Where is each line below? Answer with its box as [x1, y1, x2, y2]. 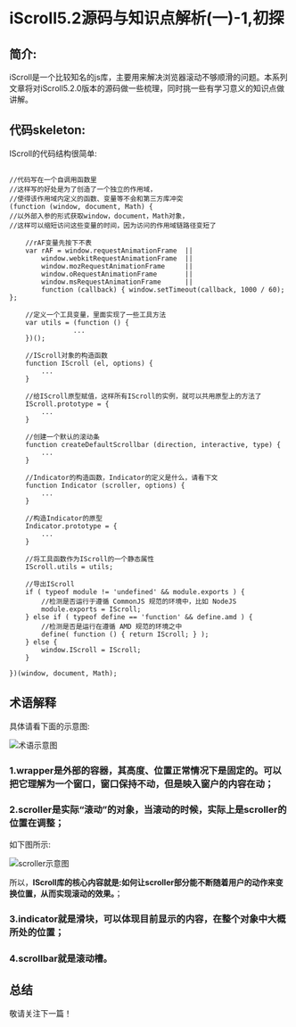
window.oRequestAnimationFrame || [41, 269, 193, 278]
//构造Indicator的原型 [25, 514, 103, 523]
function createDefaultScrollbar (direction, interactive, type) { [25, 440, 281, 449]
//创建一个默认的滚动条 [25, 432, 100, 442]
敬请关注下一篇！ [9, 1007, 72, 1018]
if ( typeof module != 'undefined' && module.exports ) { [25, 587, 245, 596]
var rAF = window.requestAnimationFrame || [25, 246, 193, 255]
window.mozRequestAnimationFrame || [41, 261, 193, 270]
